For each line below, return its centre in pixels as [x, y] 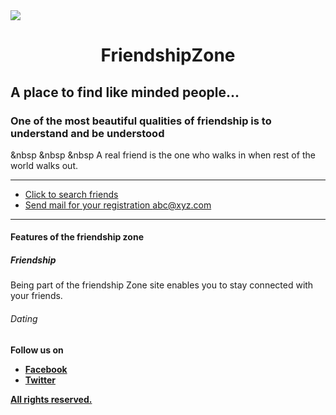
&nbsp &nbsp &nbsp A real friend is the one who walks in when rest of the [163, 155]
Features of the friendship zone [77, 237]
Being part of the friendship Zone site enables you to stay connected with [162, 285]
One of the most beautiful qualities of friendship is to [141, 121]
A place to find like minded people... [125, 92]
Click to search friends [71, 194]
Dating [24, 319]
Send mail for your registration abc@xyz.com [118, 205]
